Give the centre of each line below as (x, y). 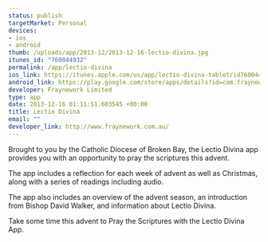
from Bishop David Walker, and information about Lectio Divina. (112, 205)
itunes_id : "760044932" (48, 60)
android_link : (32, 82)
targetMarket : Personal (48, 23)
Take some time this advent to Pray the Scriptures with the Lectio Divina (126, 221)
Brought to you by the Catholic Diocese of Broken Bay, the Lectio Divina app (133, 149)
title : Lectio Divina (44, 112)
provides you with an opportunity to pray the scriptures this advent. (119, 158)
